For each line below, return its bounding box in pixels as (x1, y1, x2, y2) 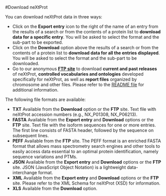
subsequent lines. (12, 133, 49, 138)
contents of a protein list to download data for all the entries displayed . (12, 50, 160, 56)
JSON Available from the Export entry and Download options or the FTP (12, 159, 162, 165)
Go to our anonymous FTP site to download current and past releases (12, 66, 158, 72)
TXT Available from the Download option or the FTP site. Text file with (12, 106, 157, 112)
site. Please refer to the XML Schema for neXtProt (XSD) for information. (12, 180, 161, 186)
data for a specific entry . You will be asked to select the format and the (12, 34, 160, 40)
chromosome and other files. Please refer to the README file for (12, 82, 144, 88)
